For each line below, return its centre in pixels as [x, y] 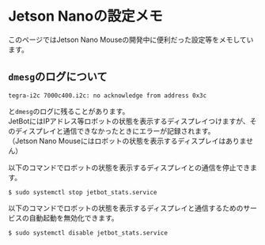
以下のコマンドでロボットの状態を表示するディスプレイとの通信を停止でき [129, 168]
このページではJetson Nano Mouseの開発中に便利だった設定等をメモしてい [131, 40]
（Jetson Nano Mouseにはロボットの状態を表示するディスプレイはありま [127, 141]
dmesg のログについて [58, 77]
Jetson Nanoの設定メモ [86, 16]
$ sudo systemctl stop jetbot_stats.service [83, 192]
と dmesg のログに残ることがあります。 [69, 111]
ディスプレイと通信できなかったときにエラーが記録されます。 [115, 130]
